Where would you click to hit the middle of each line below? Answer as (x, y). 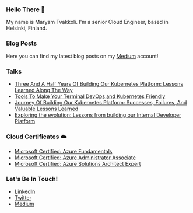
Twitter (23, 198)
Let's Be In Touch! (32, 179)
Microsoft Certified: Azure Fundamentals (63, 152)
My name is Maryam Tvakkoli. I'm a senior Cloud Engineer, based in (87, 22)
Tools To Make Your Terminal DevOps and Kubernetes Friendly (90, 96)
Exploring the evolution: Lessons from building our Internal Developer (98, 115)
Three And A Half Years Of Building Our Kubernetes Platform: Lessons (99, 83)
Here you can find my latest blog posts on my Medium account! (82, 56)
